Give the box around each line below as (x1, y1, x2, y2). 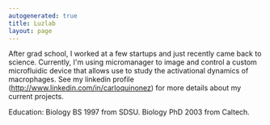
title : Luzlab (8, 19, 57, 27)
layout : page (8, 27, 53, 35)
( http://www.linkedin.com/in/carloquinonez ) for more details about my (8, 83, 242, 93)
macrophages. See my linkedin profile (8, 74, 135, 85)
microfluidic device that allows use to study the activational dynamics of (8, 66, 249, 76)
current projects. (8, 92, 65, 102)
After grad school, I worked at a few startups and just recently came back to (8, 49, 262, 59)
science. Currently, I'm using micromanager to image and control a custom (8, 57, 257, 67)
